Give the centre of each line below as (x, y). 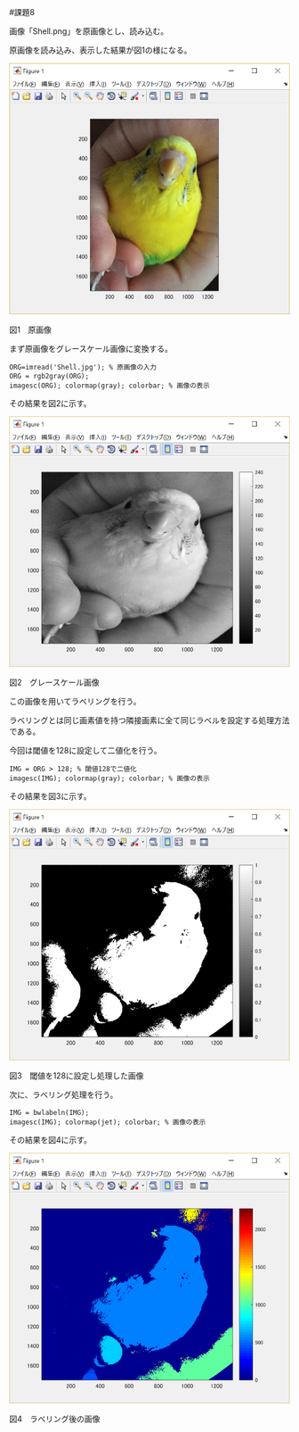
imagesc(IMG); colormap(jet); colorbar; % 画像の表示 (108, 1122)
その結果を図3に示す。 (50, 796)
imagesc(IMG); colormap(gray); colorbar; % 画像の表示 (110, 778)
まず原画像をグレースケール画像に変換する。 (91, 348)
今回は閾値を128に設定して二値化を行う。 (85, 751)
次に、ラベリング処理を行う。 (64, 1095)
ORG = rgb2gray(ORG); (49, 376)
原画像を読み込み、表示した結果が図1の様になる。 (101, 50)
